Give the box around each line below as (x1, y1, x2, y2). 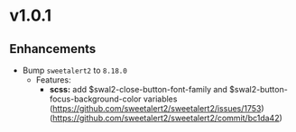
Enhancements (9, 41, 97, 57)
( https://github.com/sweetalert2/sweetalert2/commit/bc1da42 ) (49, 113, 282, 123)
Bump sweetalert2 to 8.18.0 (22, 65, 128, 75)
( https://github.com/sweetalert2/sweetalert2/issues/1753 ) (49, 103, 264, 113)
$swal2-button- (229, 84, 289, 94)
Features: (35, 75, 71, 85)
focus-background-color (49, 93, 142, 104)
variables (143, 93, 178, 104)
